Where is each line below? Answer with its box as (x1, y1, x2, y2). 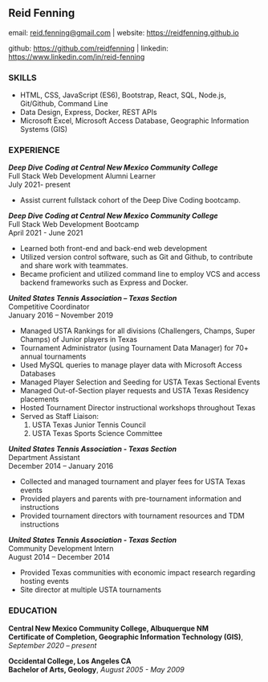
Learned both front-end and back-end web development (19, 244, 208, 253)
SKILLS (8, 72, 38, 83)
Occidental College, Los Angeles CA (8, 655, 132, 666)
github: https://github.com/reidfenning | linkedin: (8, 43, 169, 53)
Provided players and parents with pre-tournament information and (19, 494, 242, 503)
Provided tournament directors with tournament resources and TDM (19, 511, 245, 521)
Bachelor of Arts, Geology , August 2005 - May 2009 (8, 664, 185, 674)
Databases (19, 369, 56, 379)
